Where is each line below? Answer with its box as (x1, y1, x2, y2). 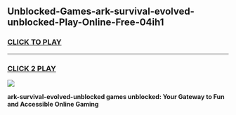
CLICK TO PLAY (7, 38, 62, 47)
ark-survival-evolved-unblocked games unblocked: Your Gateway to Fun (7, 92, 225, 100)
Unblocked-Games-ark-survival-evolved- (7, 6, 195, 17)
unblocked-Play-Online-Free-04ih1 (7, 17, 164, 29)
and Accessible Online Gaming (7, 100, 99, 108)
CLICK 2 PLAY (7, 63, 56, 73)
